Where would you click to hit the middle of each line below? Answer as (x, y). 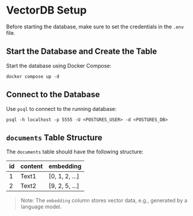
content (32, 166)
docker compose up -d (33, 76)
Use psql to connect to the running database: (61, 109)
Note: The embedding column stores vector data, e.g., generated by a (104, 201)
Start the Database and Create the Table (82, 52)
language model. (41, 207)
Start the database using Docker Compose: (59, 66)
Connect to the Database (53, 95)
